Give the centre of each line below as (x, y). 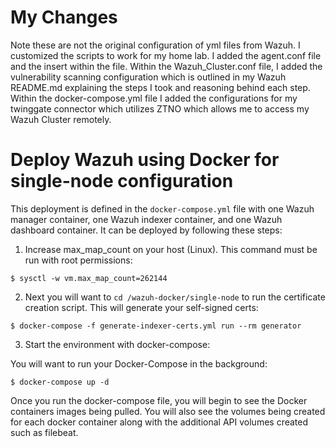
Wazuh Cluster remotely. (61, 119)
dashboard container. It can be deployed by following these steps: (146, 230)
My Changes (64, 17)
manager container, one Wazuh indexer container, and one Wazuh (146, 219)
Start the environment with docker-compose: (117, 344)
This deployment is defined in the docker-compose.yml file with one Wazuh (162, 208)
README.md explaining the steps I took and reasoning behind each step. (160, 87)
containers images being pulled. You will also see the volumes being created (168, 411)
